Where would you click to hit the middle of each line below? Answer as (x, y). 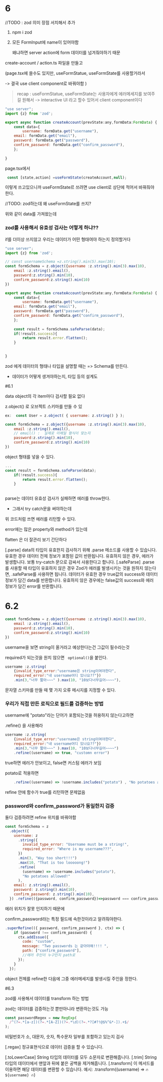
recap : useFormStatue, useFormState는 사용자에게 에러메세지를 (79, 94)
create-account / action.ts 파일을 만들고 (44, 63)
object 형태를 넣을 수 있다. (30, 457)
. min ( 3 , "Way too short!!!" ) (47, 858)
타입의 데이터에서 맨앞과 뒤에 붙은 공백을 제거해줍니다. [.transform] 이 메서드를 (80, 1064)
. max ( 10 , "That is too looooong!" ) (54, 862)
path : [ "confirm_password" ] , (52, 951)
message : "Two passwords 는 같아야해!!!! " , (66, 946)
